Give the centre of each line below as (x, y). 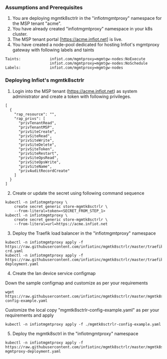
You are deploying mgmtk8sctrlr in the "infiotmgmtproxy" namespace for (87, 18)
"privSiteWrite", (36, 140)
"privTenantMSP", (36, 127)
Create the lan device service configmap (54, 273)
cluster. (20, 34)
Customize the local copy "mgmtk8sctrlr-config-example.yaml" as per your (82, 310)
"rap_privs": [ (30, 118)
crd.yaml (14, 251)
